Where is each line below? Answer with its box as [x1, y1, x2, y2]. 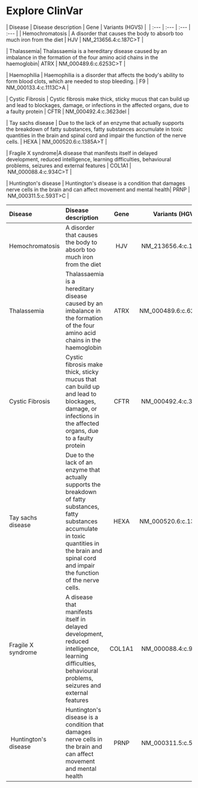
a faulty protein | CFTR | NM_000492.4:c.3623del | [6, 108, 130, 115]
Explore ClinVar [6, 4, 84, 18]
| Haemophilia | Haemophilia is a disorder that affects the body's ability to [6, 71, 184, 78]
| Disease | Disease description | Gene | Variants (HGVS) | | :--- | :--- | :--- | [6, 24, 191, 31]
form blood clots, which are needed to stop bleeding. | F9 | [6, 78, 149, 85]
